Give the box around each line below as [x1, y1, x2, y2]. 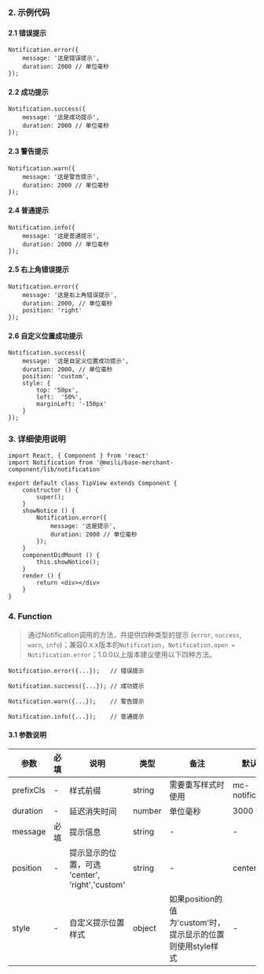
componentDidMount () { [22, 552, 101, 559]
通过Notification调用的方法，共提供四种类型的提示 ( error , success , [27, 630, 242, 639]
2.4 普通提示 [8, 206, 49, 215]
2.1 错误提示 [8, 28, 47, 37]
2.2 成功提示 [8, 87, 49, 96]
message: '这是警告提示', [22, 173, 100, 180]
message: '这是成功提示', [22, 113, 100, 121]
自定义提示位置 [69, 916, 125, 928]
